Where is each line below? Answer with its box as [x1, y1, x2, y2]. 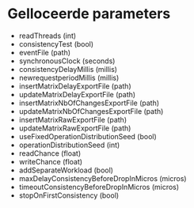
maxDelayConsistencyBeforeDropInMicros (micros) [18, 173, 187, 183]
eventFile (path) [18, 47, 71, 57]
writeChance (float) [18, 157, 83, 166]
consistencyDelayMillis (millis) [18, 64, 118, 74]
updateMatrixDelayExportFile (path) [18, 89, 136, 99]
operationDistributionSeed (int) [18, 140, 120, 149]
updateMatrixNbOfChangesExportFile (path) [18, 106, 164, 115]
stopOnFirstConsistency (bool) [18, 191, 120, 200]
